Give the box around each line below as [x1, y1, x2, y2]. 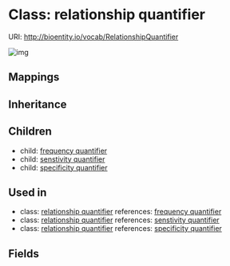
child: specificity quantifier [19, 162, 108, 172]
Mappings [8, 70, 60, 84]
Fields [8, 247, 40, 260]
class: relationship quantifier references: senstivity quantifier [19, 215, 220, 225]
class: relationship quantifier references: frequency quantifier [19, 207, 222, 217]
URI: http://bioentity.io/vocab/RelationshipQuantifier [8, 32, 179, 41]
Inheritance [8, 97, 67, 111]
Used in [8, 186, 47, 199]
